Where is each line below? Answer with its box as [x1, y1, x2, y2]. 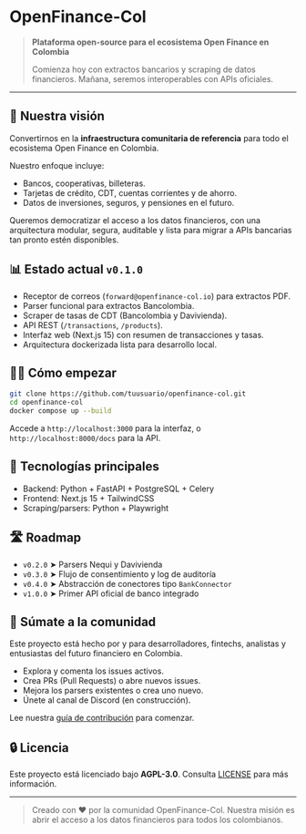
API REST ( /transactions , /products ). [22, 319, 164, 330]
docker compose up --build [9, 407, 112, 416]
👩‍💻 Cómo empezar [9, 365, 117, 380]
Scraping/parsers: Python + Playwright [22, 502, 169, 513]
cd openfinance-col [9, 398, 84, 407]
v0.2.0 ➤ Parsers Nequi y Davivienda [22, 559, 163, 570]
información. [9, 778, 57, 789]
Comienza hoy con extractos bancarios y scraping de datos [31, 64, 257, 75]
